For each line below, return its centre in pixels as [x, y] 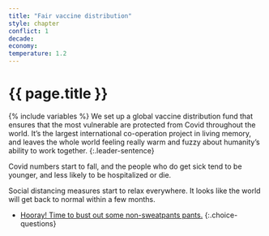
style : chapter [34, 24]
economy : [23, 46]
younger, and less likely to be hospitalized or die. [90, 174]
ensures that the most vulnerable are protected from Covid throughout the [132, 124]
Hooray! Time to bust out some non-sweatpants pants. [111, 215]
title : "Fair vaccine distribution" [70, 16]
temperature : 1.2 [38, 54]
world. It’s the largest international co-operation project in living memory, [130, 133]
